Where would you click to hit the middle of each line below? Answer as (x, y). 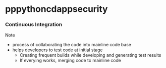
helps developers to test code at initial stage (57, 50)
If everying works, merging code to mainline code (70, 61)
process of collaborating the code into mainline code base (72, 45)
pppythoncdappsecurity (56, 9)
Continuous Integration (34, 25)
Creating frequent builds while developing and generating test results (90, 55)
